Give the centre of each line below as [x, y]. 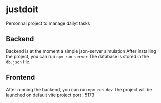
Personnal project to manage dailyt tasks [48, 23]
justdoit [22, 9]
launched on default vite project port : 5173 [50, 95]
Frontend [20, 78]
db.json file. [18, 62]
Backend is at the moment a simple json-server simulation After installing [81, 51]
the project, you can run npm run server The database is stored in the [77, 56]
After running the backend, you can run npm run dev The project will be [79, 89]
